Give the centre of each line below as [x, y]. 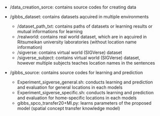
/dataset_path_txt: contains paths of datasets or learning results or [85, 26]
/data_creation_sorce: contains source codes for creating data [73, 7]
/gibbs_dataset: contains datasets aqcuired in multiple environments [79, 17]
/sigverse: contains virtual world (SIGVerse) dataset [70, 52]
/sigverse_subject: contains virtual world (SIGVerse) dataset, [79, 58]
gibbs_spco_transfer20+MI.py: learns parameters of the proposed [84, 103]
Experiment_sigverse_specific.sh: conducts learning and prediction [85, 93]
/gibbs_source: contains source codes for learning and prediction [76, 73]
